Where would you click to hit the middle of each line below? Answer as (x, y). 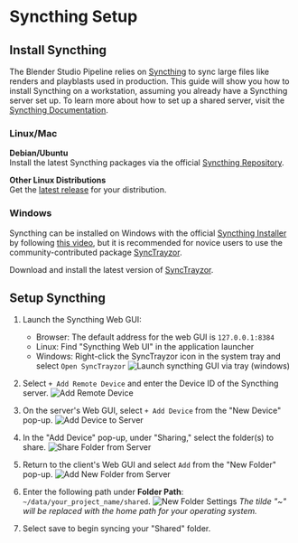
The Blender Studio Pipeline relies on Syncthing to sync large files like (139, 71)
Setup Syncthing (57, 298)
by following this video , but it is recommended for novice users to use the (146, 242)
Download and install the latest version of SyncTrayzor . (112, 269)
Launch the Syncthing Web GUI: (82, 320)
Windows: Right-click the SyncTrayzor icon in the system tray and (158, 356)
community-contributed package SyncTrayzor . (96, 252)
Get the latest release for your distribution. (88, 190)
